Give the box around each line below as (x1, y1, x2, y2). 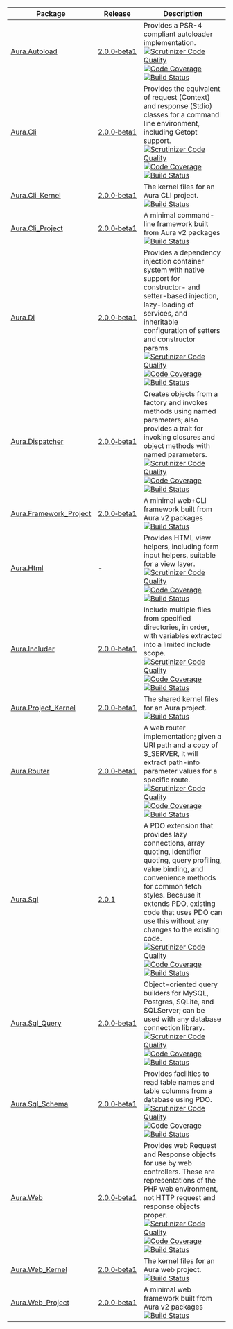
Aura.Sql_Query (10, 1019, 62, 1028)
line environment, (143, 119, 200, 128)
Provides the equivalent (143, 84, 221, 93)
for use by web (143, 1158, 193, 1167)
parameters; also (143, 415, 199, 425)
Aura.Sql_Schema (10, 1099, 69, 1108)
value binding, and (143, 864, 204, 873)
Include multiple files (143, 605, 212, 615)
